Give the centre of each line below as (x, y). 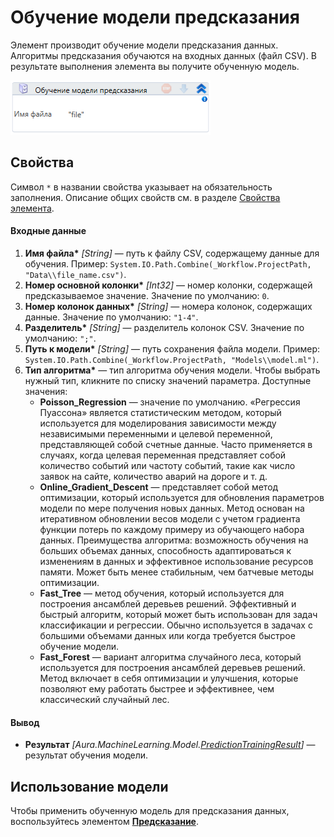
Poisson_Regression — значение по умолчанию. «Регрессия (170, 402)
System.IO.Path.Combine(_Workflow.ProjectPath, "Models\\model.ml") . (172, 359)
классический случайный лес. (104, 699)
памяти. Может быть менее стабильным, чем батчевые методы (177, 572)
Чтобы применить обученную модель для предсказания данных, (150, 810)
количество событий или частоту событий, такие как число (167, 465)
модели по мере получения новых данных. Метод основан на (172, 508)
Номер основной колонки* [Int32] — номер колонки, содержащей (168, 285)
